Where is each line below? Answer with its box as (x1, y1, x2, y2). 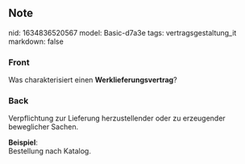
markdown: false (8, 36, 64, 46)
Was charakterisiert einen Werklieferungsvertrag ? (8, 75, 177, 85)
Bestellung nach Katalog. (8, 146, 91, 156)
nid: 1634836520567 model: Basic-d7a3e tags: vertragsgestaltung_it (8, 27, 237, 37)
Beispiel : (8, 137, 39, 148)
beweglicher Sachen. (8, 122, 79, 132)
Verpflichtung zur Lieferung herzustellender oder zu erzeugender (8, 113, 226, 124)
